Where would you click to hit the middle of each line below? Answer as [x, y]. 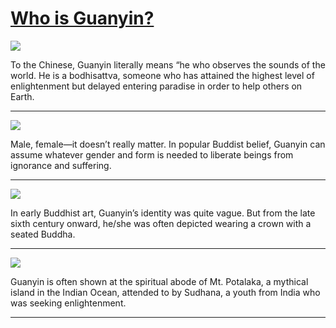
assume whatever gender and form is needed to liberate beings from [152, 154]
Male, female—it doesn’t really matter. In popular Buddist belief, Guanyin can [168, 144]
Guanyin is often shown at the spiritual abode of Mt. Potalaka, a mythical [159, 281]
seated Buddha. [43, 234]
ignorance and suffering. [61, 165]
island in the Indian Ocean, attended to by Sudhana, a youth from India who [165, 292]
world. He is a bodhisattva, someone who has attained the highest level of [162, 75]
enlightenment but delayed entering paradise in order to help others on [156, 86]
